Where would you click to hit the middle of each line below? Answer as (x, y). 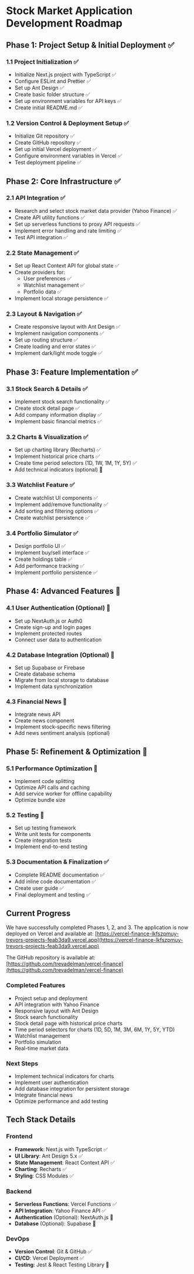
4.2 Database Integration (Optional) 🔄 (60, 655)
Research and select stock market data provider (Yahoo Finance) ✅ (96, 210)
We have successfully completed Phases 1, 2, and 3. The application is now (97, 928)
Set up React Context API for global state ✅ (67, 266)
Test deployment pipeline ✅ (48, 162)
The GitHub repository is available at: (51, 958)
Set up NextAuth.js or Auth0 (48, 621)
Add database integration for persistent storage (72, 1089)
